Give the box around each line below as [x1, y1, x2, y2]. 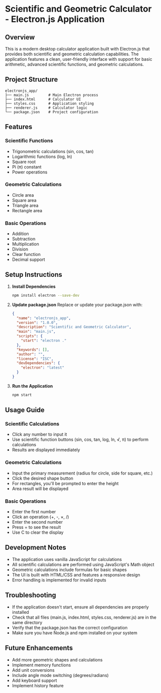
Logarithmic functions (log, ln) [12, 153, 73, 159]
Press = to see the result [12, 524, 61, 530]
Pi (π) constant [12, 164, 42, 169]
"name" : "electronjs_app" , [16, 316, 71, 321]
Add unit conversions [12, 667, 55, 673]
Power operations [12, 169, 47, 175]
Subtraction [12, 236, 35, 242]
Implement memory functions [12, 662, 71, 668]
